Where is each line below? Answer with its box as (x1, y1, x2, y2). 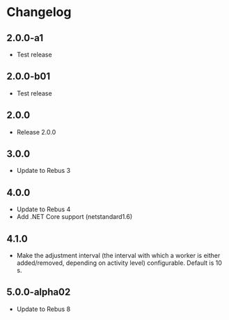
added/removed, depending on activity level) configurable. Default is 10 (16, 259, 222, 267)
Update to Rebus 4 (16, 205, 71, 213)
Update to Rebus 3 (16, 167, 71, 175)
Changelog (6, 4, 72, 20)
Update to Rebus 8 (16, 305, 71, 313)
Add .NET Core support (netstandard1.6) (16, 213, 133, 221)
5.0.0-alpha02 (6, 287, 71, 298)
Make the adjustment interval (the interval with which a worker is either (16, 252, 221, 260)
